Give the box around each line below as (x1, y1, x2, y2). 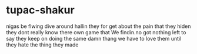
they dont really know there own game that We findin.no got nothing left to (6, 28, 186, 35)
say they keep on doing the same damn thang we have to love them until (6, 35, 182, 42)
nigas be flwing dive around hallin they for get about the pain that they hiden (6, 23, 191, 30)
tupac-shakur (6, 3, 75, 17)
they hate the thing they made (6, 41, 79, 48)
